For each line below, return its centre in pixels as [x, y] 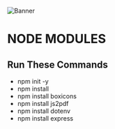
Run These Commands [58, 64]
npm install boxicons [47, 96]
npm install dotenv [44, 111]
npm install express [45, 118]
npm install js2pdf [43, 104]
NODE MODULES [57, 39]
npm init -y [33, 81]
